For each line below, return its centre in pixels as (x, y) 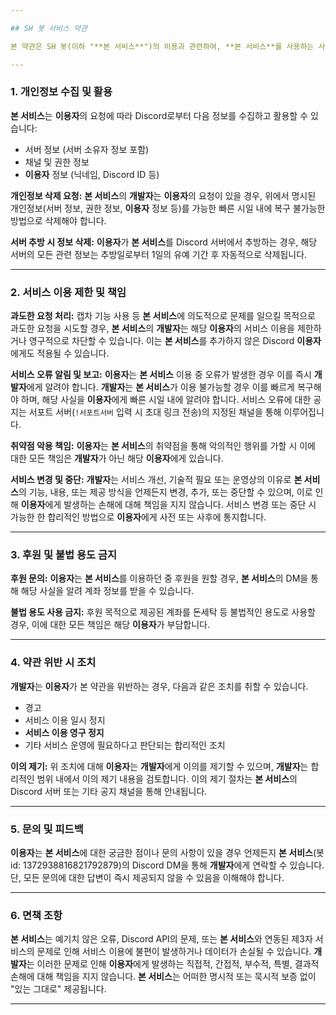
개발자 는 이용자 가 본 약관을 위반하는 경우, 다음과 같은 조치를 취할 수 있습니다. (159, 686)
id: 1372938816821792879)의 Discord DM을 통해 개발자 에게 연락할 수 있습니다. (167, 865)
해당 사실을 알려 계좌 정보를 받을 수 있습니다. (107, 591)
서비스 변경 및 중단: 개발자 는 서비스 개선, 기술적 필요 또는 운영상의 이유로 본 (156, 480)
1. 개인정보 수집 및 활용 (61, 92)
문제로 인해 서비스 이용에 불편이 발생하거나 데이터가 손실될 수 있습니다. (174, 952)
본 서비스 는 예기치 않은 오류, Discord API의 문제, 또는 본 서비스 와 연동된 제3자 (161, 939)
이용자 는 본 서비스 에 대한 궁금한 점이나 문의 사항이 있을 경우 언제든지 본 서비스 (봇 (167, 852)
